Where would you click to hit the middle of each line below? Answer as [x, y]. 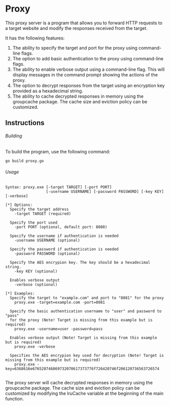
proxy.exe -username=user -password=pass [58, 329]
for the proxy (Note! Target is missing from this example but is [81, 320]
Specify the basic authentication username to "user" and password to [86, 311]
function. [15, 398]
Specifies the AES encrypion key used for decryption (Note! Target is [87, 355]
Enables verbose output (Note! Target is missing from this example [83, 338]
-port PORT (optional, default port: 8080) [61, 227]
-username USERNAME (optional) [47, 240]
